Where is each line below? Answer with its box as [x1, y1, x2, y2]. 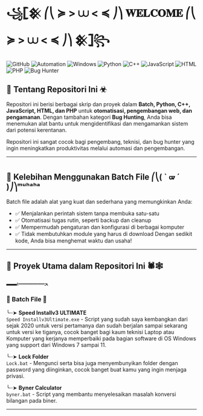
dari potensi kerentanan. [6, 126, 67, 133]
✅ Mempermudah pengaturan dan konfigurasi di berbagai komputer [14, 223, 184, 230]
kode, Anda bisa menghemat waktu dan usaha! [14, 237, 132, 244]
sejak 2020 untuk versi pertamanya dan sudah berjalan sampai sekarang [6, 321, 187, 329]
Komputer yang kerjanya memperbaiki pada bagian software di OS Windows [6, 335, 196, 342]
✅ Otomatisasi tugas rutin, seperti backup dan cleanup [14, 216, 152, 224]
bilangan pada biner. [6, 397, 57, 404]
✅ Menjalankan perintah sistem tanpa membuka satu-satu [14, 209, 160, 217]
